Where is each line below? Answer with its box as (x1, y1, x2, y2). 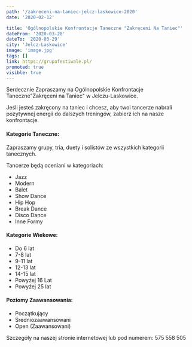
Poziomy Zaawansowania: (6, 297, 73, 304)
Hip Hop (14, 199, 36, 206)
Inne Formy (14, 218, 43, 225)
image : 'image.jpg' (6, 47, 55, 54)
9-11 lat (14, 257, 33, 264)
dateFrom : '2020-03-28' (6, 31, 66, 36)
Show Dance (14, 192, 47, 199)
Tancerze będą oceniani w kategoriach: (6, 162, 103, 169)
